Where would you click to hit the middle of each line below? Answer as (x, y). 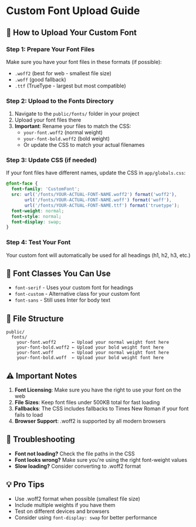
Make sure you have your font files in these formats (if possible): (84, 62)
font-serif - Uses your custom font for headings (74, 288)
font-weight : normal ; (38, 211)
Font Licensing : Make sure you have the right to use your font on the (98, 390)
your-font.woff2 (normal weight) (63, 133)
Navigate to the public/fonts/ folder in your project (77, 114)
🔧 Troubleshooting (40, 439)
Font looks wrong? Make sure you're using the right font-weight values (101, 460)
